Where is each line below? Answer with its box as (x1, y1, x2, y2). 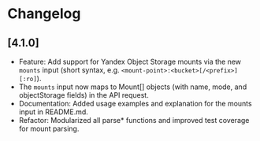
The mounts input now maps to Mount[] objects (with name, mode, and (18, 82, 247, 91)
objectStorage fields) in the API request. (18, 91, 149, 99)
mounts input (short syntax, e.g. (18, 65, 120, 75)
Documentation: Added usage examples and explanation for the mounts (18, 99, 253, 108)
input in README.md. (18, 107, 88, 117)
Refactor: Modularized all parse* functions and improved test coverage (18, 116, 250, 124)
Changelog (7, 5, 81, 23)
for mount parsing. (18, 124, 80, 133)
